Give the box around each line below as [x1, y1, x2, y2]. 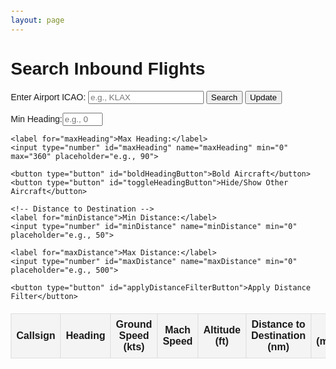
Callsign [16, 329, 56, 341]
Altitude [203, 324, 241, 336]
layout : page [10, 15, 65, 25]
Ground [115, 318, 153, 330]
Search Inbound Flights [10, 58, 206, 79]
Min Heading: [10, 113, 63, 124]
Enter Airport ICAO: [10, 91, 86, 103]
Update [249, 92, 277, 103]
